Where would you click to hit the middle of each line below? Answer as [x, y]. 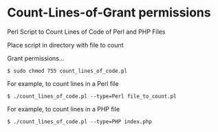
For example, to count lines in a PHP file [64, 109]
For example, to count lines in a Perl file [63, 83]
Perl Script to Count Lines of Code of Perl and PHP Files [86, 32]
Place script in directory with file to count [65, 45]
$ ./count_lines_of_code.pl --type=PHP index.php [80, 122]
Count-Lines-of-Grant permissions [109, 13]
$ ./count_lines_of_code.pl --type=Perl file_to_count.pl [92, 96]
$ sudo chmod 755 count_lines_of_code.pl [67, 71]
